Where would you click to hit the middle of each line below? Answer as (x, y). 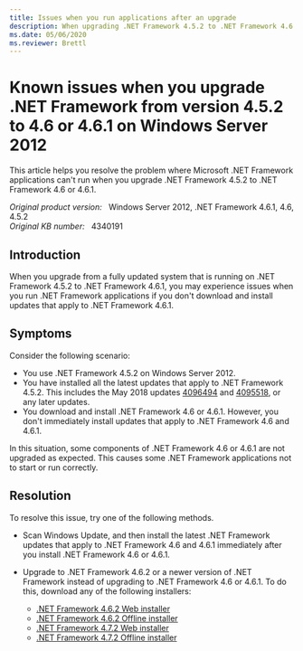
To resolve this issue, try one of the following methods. (112, 517)
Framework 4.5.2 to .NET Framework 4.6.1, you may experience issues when (151, 286)
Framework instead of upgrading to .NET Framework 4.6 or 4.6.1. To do (154, 581)
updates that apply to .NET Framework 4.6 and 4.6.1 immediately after (152, 544)
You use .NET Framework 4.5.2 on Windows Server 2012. (129, 373)
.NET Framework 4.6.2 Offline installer (107, 618)
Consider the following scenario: (70, 355)
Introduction (45, 255)
